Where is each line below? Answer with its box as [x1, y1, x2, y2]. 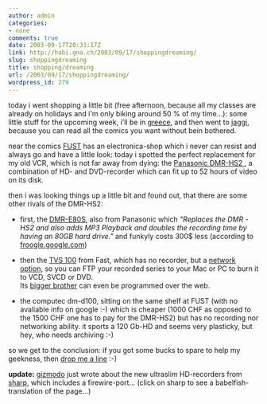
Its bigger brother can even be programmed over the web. [19, 280, 211, 290]
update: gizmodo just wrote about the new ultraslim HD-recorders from [8, 369, 242, 379]
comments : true [8, 33, 59, 42]
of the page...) [44, 386, 91, 395]
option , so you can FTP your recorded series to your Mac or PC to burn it [19, 264, 259, 273]
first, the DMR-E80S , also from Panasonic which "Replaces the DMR [19, 214, 244, 224]
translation [8, 386, 44, 395]
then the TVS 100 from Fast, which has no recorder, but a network [19, 255, 236, 265]
